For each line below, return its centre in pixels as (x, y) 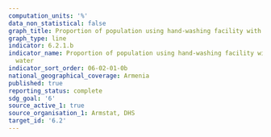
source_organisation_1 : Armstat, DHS (72, 114)
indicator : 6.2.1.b (41, 46)
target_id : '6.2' (38, 121)
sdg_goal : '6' (32, 98)
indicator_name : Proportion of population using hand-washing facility (131, 53)
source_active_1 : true (46, 106)
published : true (35, 83)
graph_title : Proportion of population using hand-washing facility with (135, 31)
